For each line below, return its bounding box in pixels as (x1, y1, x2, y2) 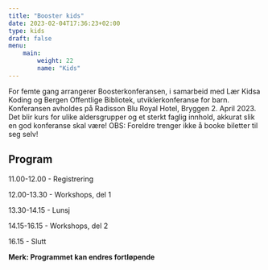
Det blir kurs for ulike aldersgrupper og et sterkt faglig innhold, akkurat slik (8, 112, 255, 122)
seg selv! (8, 129, 39, 139)
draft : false (8, 34, 52, 43)
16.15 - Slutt (8, 236, 47, 246)
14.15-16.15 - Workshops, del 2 (8, 221, 109, 231)
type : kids (8, 27, 45, 35)
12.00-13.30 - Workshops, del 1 (8, 189, 111, 199)
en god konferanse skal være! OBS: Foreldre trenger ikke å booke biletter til (8, 120, 258, 130)
